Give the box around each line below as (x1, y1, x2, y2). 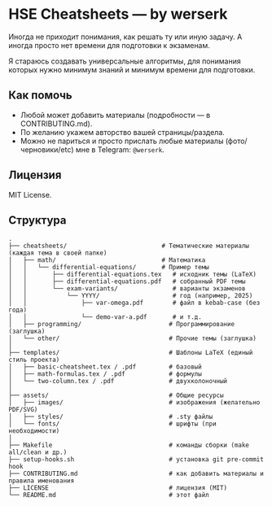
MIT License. (8, 190, 52, 199)
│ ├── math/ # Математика (8, 256, 206, 264)
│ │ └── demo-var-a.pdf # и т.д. (8, 313, 202, 321)
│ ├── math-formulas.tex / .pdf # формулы (8, 370, 202, 378)
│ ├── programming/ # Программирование (8, 321, 235, 329)
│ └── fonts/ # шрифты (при (8, 420, 217, 428)
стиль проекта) (8, 356, 60, 364)
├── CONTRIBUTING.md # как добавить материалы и (8, 469, 265, 478)
